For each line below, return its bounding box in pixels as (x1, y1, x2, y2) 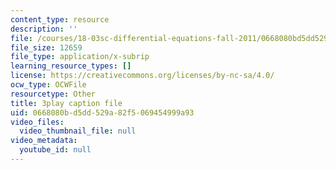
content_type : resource (10, 14, 110, 25)
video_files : (10, 117, 65, 127)
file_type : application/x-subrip (10, 52, 150, 62)
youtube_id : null (19, 145, 92, 155)
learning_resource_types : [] (10, 61, 132, 71)
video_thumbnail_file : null (19, 126, 137, 136)
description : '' (10, 24, 78, 34)
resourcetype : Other (10, 89, 97, 99)
